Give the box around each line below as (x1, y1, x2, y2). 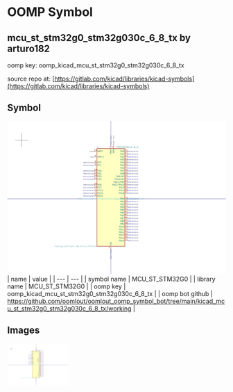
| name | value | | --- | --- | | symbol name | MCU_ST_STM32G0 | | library (7, 275, 216, 283)
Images (7, 325, 40, 336)
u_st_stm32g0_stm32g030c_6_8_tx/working (7, 304, 132, 313)
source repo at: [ (7, 74, 55, 83)
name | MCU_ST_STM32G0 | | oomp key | (7, 282, 126, 291)
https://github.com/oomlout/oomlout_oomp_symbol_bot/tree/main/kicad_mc (7, 297, 225, 305)
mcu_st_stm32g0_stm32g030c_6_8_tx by (7, 32, 191, 44)
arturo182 (7, 42, 51, 54)
